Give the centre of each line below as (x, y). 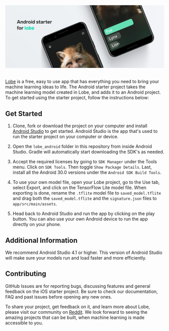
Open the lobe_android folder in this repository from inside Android (82, 146)
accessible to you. (24, 323)
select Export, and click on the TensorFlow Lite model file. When (79, 188)
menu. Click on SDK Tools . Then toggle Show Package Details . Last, (82, 167)
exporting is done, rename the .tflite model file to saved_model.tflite (87, 193)
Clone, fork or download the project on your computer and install (80, 126)
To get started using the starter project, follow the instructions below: (77, 98)
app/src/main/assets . (35, 204)
